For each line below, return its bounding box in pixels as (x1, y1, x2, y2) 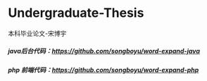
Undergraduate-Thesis (8, 5, 144, 21)
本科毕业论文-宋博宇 (8, 29, 67, 37)
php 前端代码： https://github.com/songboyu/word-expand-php (8, 66, 199, 74)
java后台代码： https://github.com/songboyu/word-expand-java (8, 46, 200, 55)
